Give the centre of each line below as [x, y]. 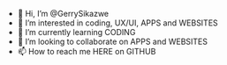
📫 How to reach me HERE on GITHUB [87, 51]
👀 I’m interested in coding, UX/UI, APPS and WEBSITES [117, 23]
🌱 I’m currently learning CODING [76, 32]
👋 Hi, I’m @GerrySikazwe [63, 14]
